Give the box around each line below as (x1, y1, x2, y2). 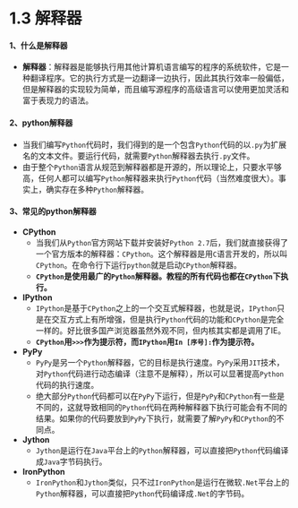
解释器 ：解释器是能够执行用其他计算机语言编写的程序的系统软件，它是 (21, 62, 282, 73)
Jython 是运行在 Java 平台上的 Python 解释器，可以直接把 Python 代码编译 (35, 444, 289, 455)
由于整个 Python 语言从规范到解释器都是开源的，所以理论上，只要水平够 (21, 161, 282, 172)
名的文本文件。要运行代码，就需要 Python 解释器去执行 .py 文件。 (21, 150, 255, 161)
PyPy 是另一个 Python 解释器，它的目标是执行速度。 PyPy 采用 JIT (35, 357, 261, 367)
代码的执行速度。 (35, 379, 99, 390)
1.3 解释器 (9, 8, 82, 29)
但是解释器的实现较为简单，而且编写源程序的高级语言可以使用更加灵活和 (21, 84, 289, 95)
